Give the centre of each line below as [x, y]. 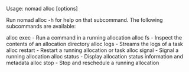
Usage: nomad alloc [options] [42, 9]
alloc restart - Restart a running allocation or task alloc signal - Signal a [92, 50]
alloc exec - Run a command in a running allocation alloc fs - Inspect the [94, 37]
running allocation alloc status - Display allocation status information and [95, 56]
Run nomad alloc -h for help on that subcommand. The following [85, 20]
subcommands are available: [41, 26]
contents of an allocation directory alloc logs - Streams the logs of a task [94, 44]
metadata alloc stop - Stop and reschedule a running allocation [83, 63]
